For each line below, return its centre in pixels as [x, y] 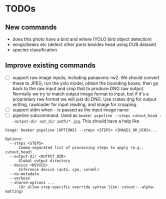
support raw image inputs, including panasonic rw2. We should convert [86, 77]
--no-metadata [24, 174]
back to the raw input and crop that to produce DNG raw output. [78, 88]
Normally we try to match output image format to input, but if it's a [80, 93]
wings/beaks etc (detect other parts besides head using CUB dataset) [84, 44]
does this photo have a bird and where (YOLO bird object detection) [82, 39]
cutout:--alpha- [138, 187]
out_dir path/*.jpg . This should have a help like [89, 121]
